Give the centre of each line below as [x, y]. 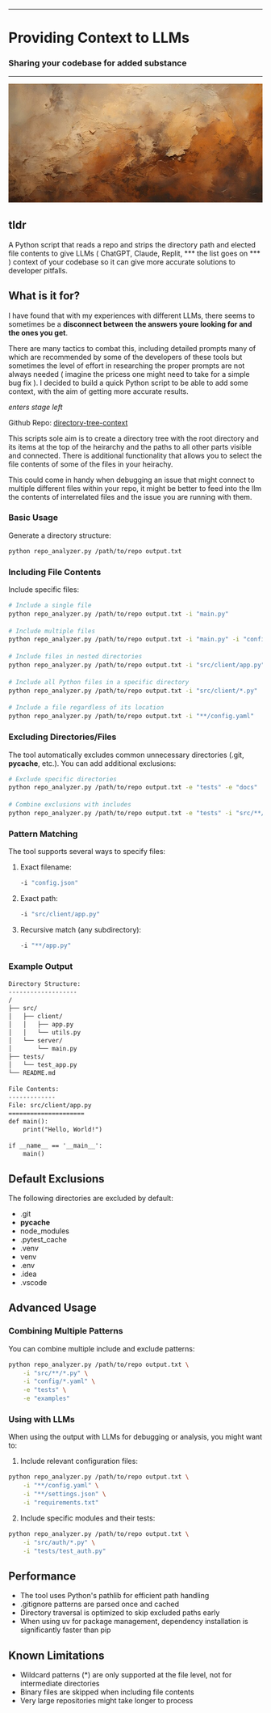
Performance [42, 1576]
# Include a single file [50, 605]
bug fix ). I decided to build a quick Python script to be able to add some [128, 383]
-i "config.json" [49, 883]
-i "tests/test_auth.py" [65, 1551]
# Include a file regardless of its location [86, 708]
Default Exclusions [56, 1179]
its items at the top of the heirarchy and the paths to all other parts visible [130, 446]
